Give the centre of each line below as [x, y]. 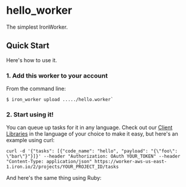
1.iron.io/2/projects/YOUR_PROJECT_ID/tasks [62, 167]
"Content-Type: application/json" [49, 162]
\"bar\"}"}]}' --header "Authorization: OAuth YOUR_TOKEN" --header [93, 157]
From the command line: [36, 89]
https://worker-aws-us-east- [131, 162]
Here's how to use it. [32, 60]
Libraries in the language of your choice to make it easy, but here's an [92, 134]
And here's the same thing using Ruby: [54, 178]
